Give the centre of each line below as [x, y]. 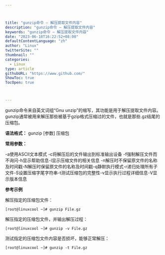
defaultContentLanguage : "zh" [36, 41]
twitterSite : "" [22, 51]
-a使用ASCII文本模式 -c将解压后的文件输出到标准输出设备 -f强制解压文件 [79, 154]
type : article [20, 69]
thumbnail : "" [20, 55]
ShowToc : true [20, 78]
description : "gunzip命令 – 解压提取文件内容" [50, 27]
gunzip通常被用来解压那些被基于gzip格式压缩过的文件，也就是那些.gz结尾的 [82, 116]
